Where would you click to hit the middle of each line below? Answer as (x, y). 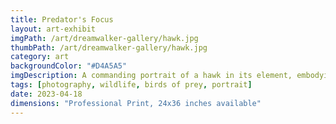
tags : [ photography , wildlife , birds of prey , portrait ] (131, 85)
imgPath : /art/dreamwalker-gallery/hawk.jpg (104, 38)
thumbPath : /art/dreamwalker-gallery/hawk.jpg (109, 47)
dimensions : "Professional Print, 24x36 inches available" (136, 103)
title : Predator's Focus (62, 19)
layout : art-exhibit (53, 29)
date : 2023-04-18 (46, 94)
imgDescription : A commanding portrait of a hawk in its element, (151, 76)
